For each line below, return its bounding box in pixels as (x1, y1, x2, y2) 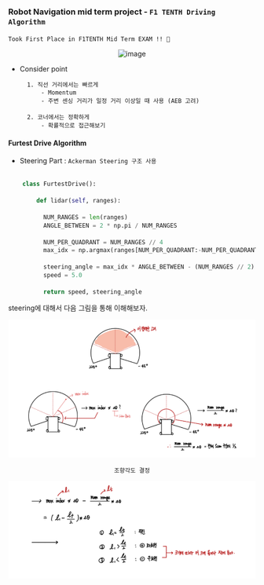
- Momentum (40, 89, 77, 97)
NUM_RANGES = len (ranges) (42, 213, 128, 221)
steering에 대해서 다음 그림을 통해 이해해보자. (8, 303, 148, 313)
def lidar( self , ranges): (36, 197, 122, 205)
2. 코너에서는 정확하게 (27, 113, 90, 122)
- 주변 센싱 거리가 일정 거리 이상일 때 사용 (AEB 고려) (40, 97, 200, 105)
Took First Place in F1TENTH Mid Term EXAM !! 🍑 (8, 35, 170, 43)
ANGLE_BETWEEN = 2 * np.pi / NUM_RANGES (42, 221, 178, 229)
